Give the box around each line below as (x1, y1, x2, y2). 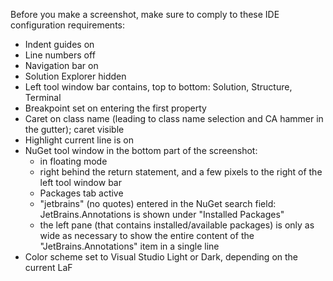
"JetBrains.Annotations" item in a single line (39, 240, 220, 252)
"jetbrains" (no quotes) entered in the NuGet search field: (39, 198, 277, 209)
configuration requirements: (10, 19, 126, 31)
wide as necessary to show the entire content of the (39, 230, 255, 241)
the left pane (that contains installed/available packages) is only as (39, 219, 315, 231)
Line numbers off (24, 49, 96, 61)
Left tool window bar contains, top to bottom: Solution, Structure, (24, 81, 293, 93)
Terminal (24, 92, 62, 103)
